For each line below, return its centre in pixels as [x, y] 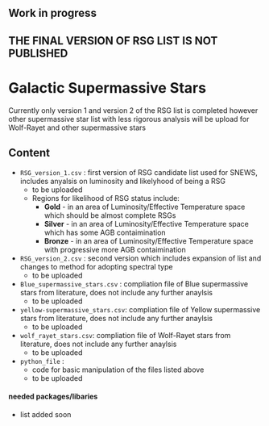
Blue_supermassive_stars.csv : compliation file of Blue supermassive [134, 284]
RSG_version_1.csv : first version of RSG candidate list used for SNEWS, [139, 172]
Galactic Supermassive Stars [108, 88]
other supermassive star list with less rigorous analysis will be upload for [129, 119]
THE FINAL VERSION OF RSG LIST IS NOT [113, 41]
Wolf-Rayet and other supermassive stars [77, 127]
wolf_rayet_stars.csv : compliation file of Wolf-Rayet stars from [125, 335]
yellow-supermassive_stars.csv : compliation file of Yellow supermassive [140, 309]
